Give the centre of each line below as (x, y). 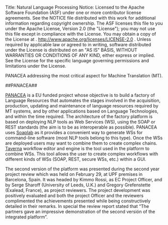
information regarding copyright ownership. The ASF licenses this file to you (84, 23)
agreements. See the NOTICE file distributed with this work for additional (80, 18)
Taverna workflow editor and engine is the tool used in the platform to (77, 148)
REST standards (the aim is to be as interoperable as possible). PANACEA (81, 127)
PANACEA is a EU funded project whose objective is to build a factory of (80, 95)
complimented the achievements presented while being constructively (78, 201)
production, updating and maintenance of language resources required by (82, 106)
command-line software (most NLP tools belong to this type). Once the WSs (84, 138)
